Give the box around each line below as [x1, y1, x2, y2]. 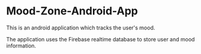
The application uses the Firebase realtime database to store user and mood [6, 35, 195, 43]
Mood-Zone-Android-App [6, 4, 138, 18]
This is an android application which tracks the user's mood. [6, 24, 155, 31]
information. [6, 42, 37, 49]
